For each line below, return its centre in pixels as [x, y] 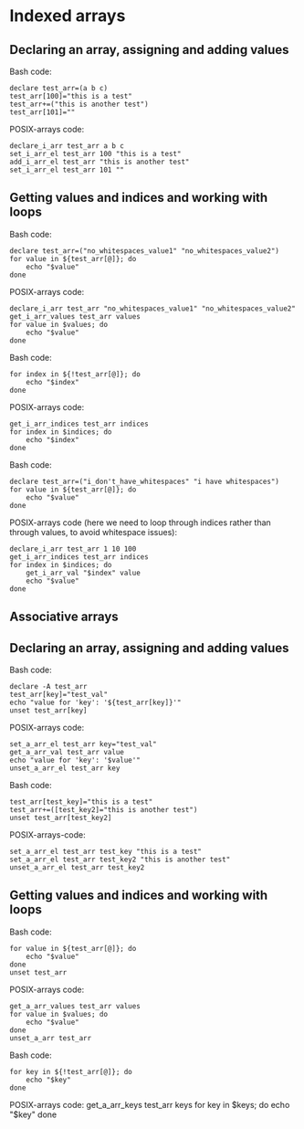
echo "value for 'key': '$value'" [75, 760]
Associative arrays [64, 617]
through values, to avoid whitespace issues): [94, 532]
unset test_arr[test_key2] [61, 818]
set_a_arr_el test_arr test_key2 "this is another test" [120, 860]
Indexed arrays [68, 16]
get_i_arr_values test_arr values [75, 316]
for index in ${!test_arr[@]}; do [75, 374]
